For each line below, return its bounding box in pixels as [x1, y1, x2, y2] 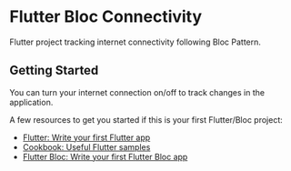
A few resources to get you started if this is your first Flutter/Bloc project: [9, 114, 284, 125]
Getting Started [9, 63, 99, 78]
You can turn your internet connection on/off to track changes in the [9, 86, 266, 97]
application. [9, 96, 54, 107]
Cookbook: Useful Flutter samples [22, 141, 151, 152]
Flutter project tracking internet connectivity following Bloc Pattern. [9, 36, 262, 47]
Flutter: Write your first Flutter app [22, 132, 151, 143]
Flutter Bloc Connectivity [9, 6, 203, 27]
